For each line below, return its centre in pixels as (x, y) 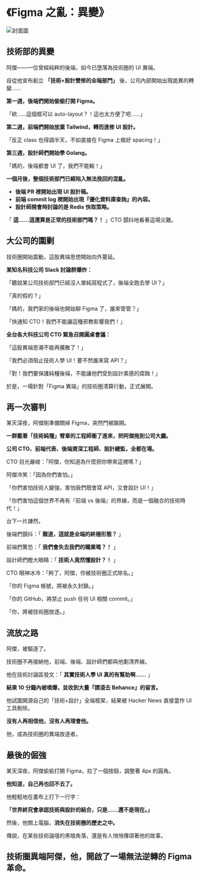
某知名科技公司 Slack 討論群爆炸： (50, 269)
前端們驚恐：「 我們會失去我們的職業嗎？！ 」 (62, 547)
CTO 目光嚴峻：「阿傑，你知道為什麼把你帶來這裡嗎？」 (75, 462)
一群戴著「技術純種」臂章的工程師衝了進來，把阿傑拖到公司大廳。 (89, 436)
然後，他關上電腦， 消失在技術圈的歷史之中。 (62, 823)
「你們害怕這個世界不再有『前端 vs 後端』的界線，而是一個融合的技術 (93, 501)
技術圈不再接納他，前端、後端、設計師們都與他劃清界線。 (78, 662)
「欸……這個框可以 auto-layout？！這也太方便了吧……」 (76, 114)
